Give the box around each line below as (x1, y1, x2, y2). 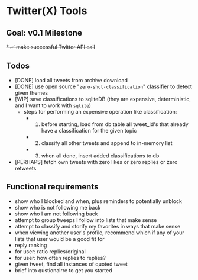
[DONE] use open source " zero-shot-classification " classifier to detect (14, 83, 192, 90)
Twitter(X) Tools (6, 4, 87, 18)
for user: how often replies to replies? (14, 254, 106, 261)
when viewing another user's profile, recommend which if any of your (14, 229, 184, 236)
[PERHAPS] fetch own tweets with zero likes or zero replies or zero (14, 158, 178, 165)
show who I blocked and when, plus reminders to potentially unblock (14, 197, 182, 205)
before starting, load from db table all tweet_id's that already (41, 120, 189, 128)
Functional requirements (6, 182, 99, 192)
